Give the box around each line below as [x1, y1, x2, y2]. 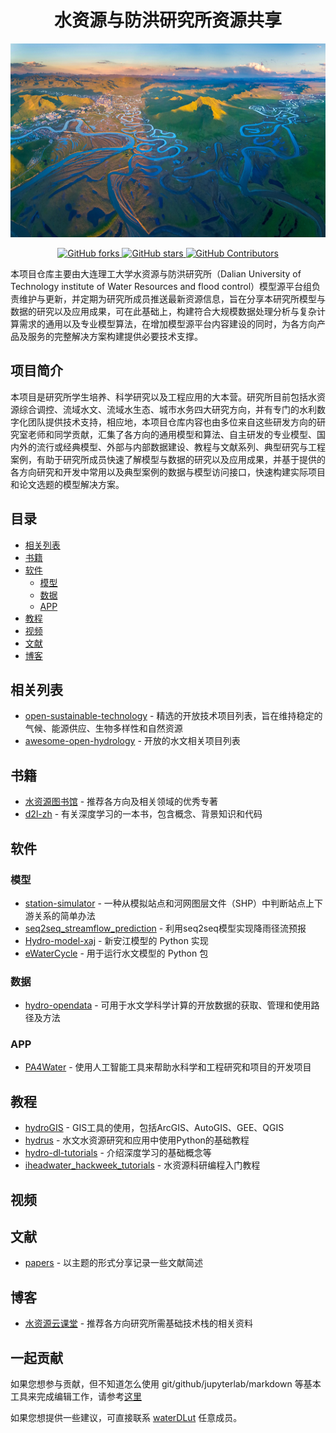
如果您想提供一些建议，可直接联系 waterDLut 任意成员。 [10, 1412, 243, 1424]
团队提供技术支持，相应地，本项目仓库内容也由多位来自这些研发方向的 [27, 416, 317, 428]
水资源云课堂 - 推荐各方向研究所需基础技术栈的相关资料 [24, 1317, 254, 1330]
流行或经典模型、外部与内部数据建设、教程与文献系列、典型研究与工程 [36, 441, 326, 453]
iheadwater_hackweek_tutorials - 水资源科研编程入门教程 [24, 1159, 261, 1171]
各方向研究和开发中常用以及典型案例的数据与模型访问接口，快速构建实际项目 [10, 466, 326, 478]
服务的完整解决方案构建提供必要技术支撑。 [27, 330, 203, 342]
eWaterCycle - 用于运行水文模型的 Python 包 [24, 947, 209, 959]
